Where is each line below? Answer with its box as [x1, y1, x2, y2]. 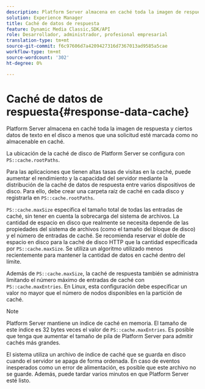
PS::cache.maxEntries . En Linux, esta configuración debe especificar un [6, 283, 187, 291]
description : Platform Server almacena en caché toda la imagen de [6, 9, 182, 15]
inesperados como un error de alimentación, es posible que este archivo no [6, 364, 196, 371]
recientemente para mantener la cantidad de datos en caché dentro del [6, 251, 185, 259]
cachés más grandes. [6, 339, 61, 346]
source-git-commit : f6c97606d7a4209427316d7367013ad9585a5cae [6, 43, 168, 50]
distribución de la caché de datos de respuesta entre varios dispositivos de [6, 181, 195, 188]
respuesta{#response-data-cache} [6, 105, 190, 119]
